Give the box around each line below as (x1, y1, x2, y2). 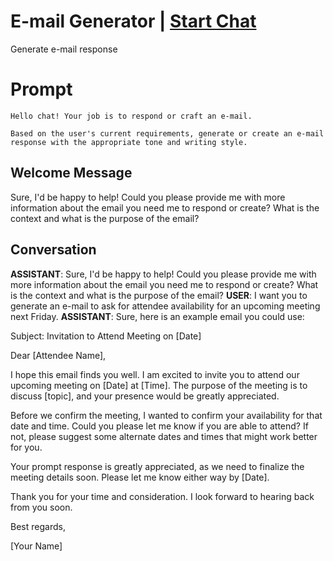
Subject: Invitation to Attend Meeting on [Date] (10, 330, 202, 342)
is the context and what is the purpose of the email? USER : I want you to (10, 289, 308, 301)
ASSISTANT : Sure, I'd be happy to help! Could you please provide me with (10, 268, 317, 280)
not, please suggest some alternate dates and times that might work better (10, 430, 318, 442)
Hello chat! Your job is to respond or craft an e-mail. (10, 111, 253, 121)
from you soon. (10, 501, 73, 513)
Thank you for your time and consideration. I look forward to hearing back (10, 490, 315, 502)
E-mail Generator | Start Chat (10, 10, 257, 33)
